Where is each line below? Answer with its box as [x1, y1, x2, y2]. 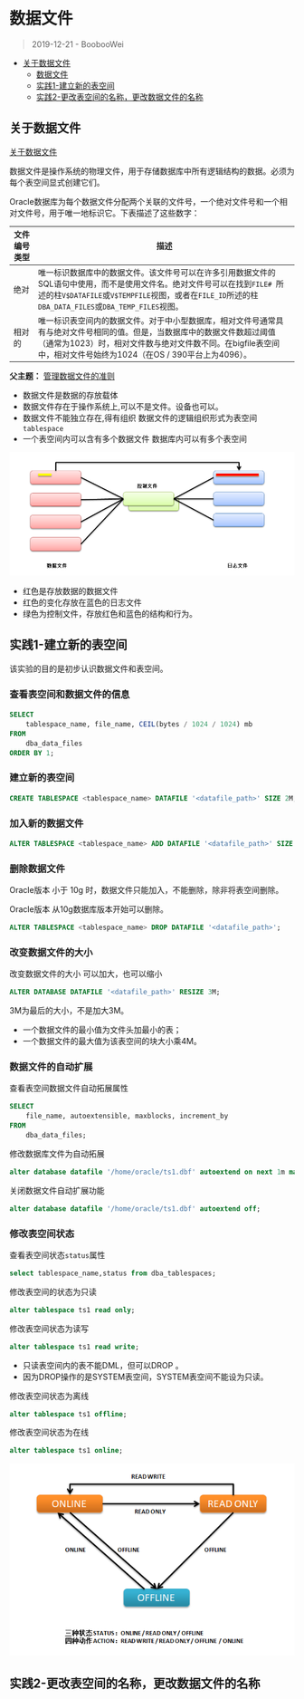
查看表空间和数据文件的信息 [9, 687, 130, 700]
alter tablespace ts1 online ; [9, 1446, 124, 1455]
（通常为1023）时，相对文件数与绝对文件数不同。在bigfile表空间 [37, 337, 280, 349]
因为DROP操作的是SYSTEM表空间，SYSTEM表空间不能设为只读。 [22, 1371, 269, 1382]
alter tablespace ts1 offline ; [9, 1409, 128, 1418]
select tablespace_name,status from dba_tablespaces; [9, 1269, 217, 1278]
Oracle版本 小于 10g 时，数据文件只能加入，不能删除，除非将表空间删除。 [9, 885, 284, 896]
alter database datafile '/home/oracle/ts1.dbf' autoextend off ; [9, 1204, 261, 1214]
